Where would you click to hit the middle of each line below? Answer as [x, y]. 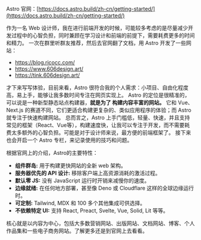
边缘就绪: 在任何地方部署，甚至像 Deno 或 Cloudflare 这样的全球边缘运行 [104, 188]
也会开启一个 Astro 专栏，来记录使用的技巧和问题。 [69, 140]
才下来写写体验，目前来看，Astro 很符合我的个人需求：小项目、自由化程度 [97, 88]
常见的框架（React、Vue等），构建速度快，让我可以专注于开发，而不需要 [95, 125]
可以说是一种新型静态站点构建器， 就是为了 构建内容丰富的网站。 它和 [92, 103]
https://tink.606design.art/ [47, 75]
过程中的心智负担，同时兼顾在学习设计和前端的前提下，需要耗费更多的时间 [103, 35]
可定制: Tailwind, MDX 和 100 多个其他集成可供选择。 [80, 203]
